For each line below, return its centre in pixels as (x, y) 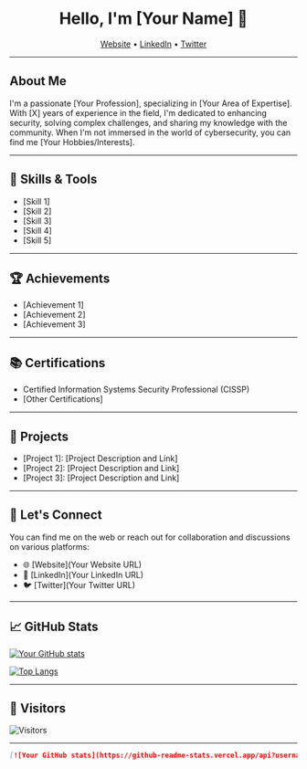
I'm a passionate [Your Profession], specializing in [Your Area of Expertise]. (151, 103)
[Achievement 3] (54, 324)
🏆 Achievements (60, 278)
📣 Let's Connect (56, 515)
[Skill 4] (37, 230)
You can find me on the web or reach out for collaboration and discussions (150, 537)
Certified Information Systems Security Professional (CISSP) (136, 390)
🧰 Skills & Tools (53, 179)
